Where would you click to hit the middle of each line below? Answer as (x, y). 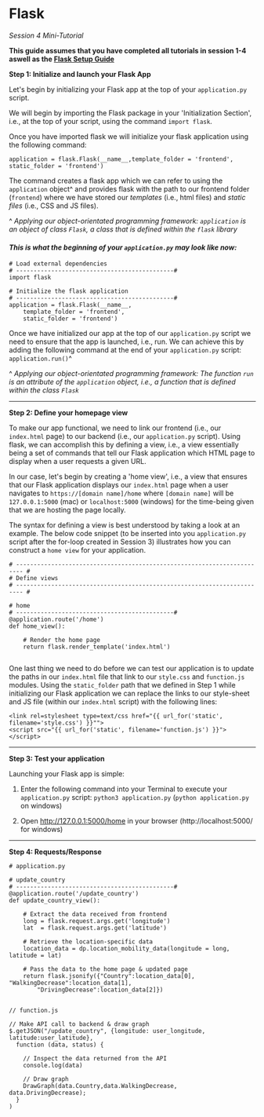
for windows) (42, 830)
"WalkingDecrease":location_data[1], (71, 983)
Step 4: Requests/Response (55, 852)
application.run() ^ (41, 359)
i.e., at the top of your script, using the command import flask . (110, 121)
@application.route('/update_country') (74, 894)
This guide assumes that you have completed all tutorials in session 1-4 (128, 50)
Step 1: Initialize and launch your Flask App (80, 74)
